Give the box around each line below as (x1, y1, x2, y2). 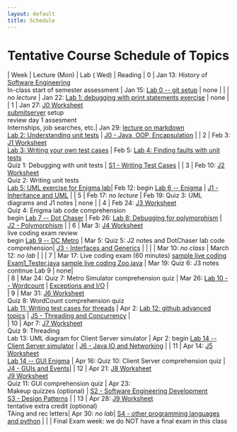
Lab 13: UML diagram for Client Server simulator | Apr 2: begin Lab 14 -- (7, 334, 217, 343)
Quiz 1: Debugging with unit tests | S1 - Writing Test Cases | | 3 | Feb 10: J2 (7, 161, 225, 170)
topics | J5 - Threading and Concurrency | (7, 312, 131, 320)
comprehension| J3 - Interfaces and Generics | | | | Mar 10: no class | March (7, 244, 229, 252)
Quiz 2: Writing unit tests (7, 176, 79, 185)
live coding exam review (7, 229, 78, 237)
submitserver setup (7, 108, 64, 117)
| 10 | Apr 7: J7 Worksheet (7, 319, 83, 328)
